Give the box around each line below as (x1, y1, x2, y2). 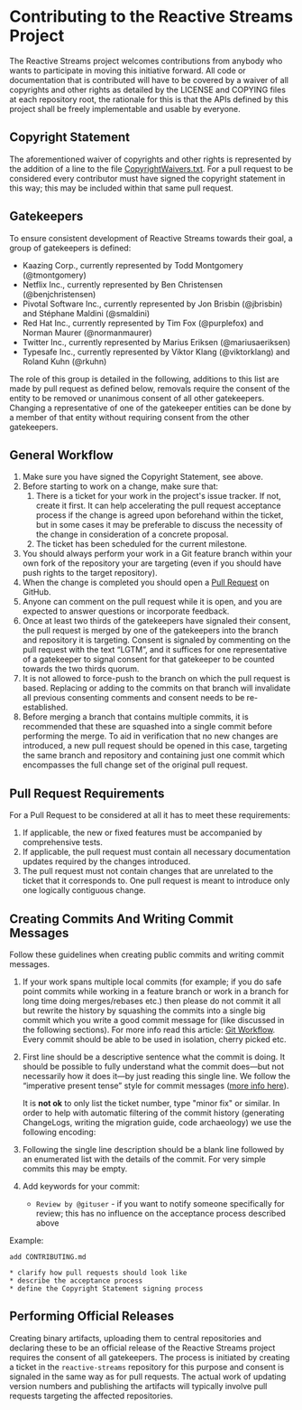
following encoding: (22, 1127, 96, 1137)
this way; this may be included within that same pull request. (9, 183, 234, 193)
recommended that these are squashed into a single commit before (22, 721, 273, 732)
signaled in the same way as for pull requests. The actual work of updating (9, 1371, 287, 1382)
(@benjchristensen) (22, 288, 96, 299)
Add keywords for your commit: (22, 1181, 140, 1191)
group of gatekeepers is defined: (9, 242, 132, 253)
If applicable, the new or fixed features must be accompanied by (22, 827, 263, 838)
